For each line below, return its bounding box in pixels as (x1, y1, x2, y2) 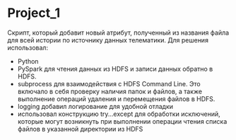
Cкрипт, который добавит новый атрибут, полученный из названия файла (7, 28, 230, 37)
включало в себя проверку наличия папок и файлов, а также (17, 87, 203, 95)
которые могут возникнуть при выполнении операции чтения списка (17, 117, 228, 125)
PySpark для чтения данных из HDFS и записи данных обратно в (17, 64, 213, 73)
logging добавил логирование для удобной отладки (17, 102, 174, 110)
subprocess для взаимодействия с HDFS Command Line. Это (17, 79, 201, 88)
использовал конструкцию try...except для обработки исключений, (17, 110, 220, 118)
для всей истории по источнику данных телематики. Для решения (7, 35, 208, 44)
